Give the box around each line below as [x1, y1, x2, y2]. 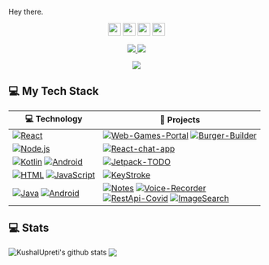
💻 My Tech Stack [8, 84, 99, 98]
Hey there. [8, 7, 44, 16]
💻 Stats [8, 221, 50, 235]
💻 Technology [24, 113, 83, 124]
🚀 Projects [159, 114, 201, 126]
